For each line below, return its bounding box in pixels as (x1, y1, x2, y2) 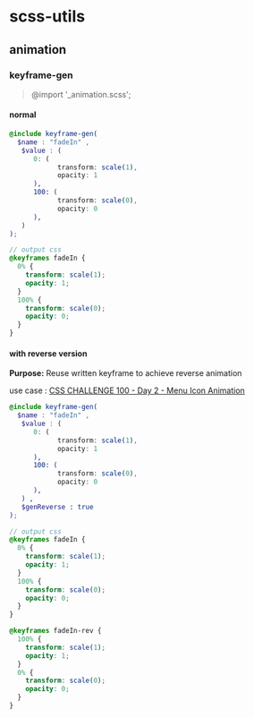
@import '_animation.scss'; (30, 89, 131, 99)
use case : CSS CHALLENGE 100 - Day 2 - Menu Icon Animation (9, 385, 246, 396)
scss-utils (9, 6, 86, 27)
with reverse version (9, 347, 88, 359)
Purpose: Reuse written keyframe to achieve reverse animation (9, 368, 242, 379)
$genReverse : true (21, 502, 94, 511)
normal (9, 109, 37, 120)
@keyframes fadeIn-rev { (9, 627, 102, 636)
